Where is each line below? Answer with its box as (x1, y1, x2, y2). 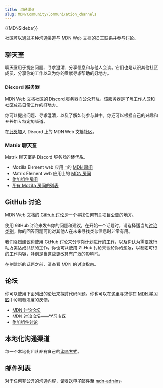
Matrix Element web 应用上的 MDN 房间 (12, 170, 91, 176)
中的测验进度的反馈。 (9, 297, 52, 302)
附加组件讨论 (12, 319, 38, 325)
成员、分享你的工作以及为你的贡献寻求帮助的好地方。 (5, 71, 112, 76)
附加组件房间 (12, 176, 38, 182)
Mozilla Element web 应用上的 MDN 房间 (12, 164, 93, 170)
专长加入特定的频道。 (5, 118, 48, 124)
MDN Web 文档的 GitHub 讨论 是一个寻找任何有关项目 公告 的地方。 (5, 212, 137, 218)
